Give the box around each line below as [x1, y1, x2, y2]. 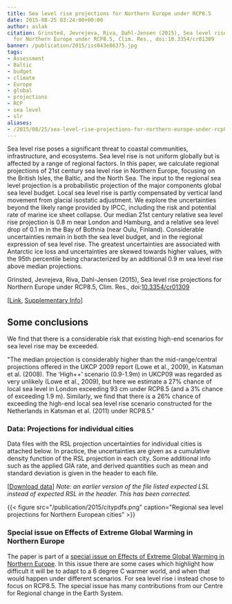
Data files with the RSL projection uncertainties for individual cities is [7, 440, 202, 448]
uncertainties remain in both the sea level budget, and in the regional [7, 233, 202, 241]
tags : [7, 49, 23, 56]
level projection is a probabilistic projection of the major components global [7, 181, 222, 190]
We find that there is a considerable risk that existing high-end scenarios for [7, 334, 224, 343]
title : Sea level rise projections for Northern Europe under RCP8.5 [7, 10, 212, 17]
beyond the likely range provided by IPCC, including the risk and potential [7, 203, 216, 211]
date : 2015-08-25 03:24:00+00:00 [7, 17, 104, 23]
